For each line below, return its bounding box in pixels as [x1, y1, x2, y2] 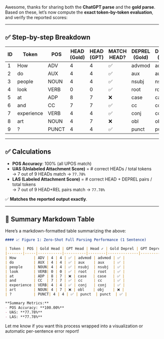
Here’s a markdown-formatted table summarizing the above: [5, 228, 126, 234]
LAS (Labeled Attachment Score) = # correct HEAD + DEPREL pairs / [12, 176, 152, 182]
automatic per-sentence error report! [5, 328, 80, 334]
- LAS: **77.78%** [5, 314, 42, 319]
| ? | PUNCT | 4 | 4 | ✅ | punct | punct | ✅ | [5, 292, 127, 297]
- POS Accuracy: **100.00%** [5, 305, 64, 310]
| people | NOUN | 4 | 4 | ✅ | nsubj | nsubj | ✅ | [5, 264, 125, 270]
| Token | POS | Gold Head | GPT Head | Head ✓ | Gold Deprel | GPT [5, 247, 147, 251]
